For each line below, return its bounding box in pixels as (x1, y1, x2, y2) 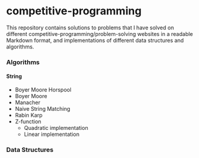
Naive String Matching (14, 105, 70, 113)
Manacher (14, 99, 41, 106)
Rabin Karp (14, 112, 43, 119)
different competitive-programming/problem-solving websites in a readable (6, 30, 194, 37)
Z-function (14, 118, 41, 125)
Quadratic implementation (23, 124, 88, 132)
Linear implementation (23, 130, 80, 138)
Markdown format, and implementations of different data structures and (6, 37, 185, 44)
